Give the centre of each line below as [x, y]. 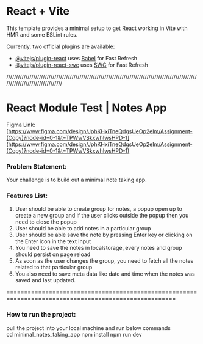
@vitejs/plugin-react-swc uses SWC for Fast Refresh [81, 65]
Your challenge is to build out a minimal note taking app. [77, 180]
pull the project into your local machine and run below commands [88, 328]
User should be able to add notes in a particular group [83, 229]
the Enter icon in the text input [53, 241]
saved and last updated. [45, 280]
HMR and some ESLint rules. [42, 34]
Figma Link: [21, 125]
